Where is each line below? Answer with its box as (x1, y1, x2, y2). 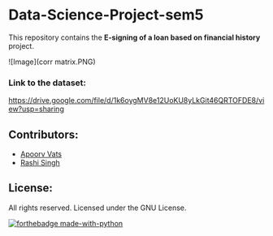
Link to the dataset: (8, 77, 87, 88)
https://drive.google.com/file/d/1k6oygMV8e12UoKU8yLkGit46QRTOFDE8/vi (8, 96, 265, 105)
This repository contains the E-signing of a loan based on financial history (8, 32, 261, 42)
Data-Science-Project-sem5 (8, 6, 204, 24)
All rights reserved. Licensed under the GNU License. (8, 203, 187, 212)
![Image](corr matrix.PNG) (8, 57, 96, 67)
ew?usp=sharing (8, 104, 65, 114)
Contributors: (8, 127, 79, 141)
